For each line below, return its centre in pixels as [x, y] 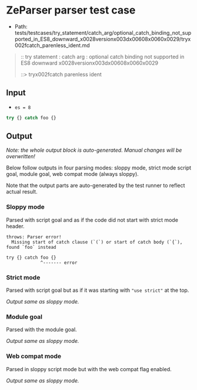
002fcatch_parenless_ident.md [52, 45]
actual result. [22, 192]
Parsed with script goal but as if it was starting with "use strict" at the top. [98, 290]
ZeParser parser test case [71, 10]
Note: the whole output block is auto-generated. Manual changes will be [94, 150]
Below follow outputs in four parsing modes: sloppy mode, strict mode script [99, 168]
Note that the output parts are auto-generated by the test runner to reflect [96, 185]
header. [15, 226]
